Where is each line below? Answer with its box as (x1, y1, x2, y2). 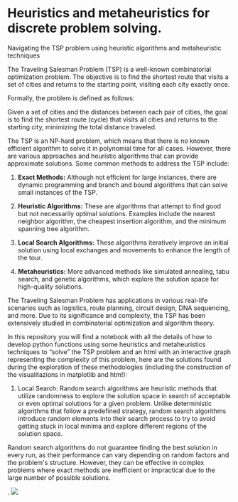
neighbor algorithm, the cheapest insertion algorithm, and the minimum (17, 217, 226, 225)
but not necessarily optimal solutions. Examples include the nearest (17, 209, 215, 218)
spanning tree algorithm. (17, 224, 90, 233)
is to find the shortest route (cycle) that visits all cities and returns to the (7, 115, 218, 124)
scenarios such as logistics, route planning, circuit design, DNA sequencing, (7, 304, 230, 312)
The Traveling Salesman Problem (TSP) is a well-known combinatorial (7, 65, 212, 73)
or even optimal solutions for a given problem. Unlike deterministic (17, 399, 212, 407)
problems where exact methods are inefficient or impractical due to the (7, 466, 215, 474)
